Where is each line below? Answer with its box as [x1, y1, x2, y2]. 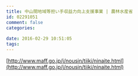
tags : [6, 42, 19, 47]
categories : [6, 25, 35, 31]
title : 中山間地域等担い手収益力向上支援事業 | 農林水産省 [6, 8, 133, 15]
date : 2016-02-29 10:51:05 [6, 36, 72, 42]
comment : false [6, 19, 43, 25]
